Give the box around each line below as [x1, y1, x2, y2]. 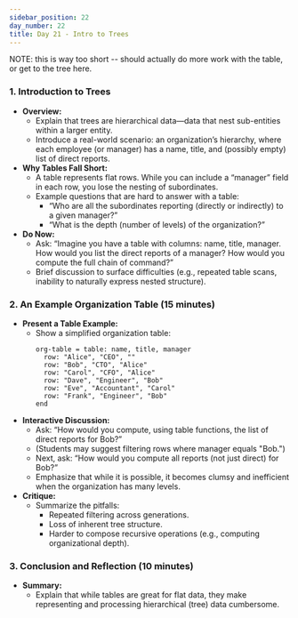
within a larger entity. [35, 124, 113, 135]
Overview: [21, 106, 62, 116]
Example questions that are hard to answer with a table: [35, 190, 240, 201]
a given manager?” [48, 210, 118, 221]
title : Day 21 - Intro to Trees [9, 29, 129, 38]
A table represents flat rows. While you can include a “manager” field [35, 172, 289, 182]
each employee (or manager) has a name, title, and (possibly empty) [35, 143, 286, 154]
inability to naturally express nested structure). [35, 276, 206, 286]
